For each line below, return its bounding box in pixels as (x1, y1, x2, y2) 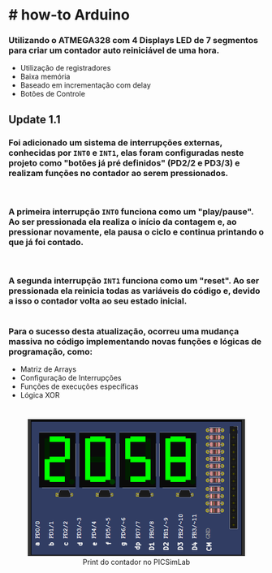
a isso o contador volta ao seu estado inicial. (8, 295, 188, 307)
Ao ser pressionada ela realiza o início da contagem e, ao (8, 217, 237, 228)
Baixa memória (19, 71, 71, 82)
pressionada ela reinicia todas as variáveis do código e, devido (8, 286, 261, 297)
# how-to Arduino (8, 6, 130, 24)
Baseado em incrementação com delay (19, 80, 152, 90)
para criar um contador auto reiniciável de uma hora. (8, 45, 220, 56)
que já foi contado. (8, 237, 84, 248)
